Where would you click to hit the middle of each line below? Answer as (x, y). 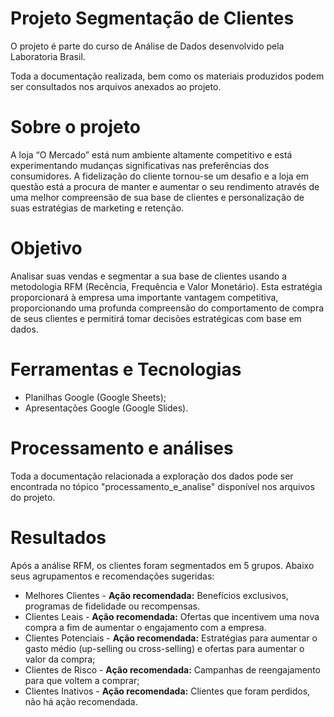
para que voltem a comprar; (82, 680)
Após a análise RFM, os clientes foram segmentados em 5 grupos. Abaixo (162, 565)
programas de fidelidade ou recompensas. (112, 606)
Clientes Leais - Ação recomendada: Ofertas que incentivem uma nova (172, 616)
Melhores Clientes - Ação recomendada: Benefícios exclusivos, (156, 595)
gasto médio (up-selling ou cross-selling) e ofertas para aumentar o (164, 648)
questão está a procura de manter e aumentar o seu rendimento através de (165, 186)
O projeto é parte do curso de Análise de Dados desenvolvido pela (147, 46)
